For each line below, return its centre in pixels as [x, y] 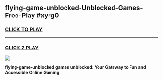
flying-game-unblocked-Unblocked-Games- [74, 8]
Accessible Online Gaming [32, 72]
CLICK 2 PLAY [22, 48]
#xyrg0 [48, 16]
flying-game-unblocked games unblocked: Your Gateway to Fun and [76, 67]
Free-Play [20, 16]
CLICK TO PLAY [24, 30]
